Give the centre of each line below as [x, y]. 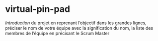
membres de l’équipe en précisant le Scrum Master [57, 33]
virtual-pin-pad [38, 9]
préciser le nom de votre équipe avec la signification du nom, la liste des [79, 28]
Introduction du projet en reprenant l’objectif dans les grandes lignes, [76, 23]
